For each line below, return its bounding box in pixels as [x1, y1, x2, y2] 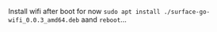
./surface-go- [163, 8, 211, 16]
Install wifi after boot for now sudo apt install [8, 7, 161, 16]
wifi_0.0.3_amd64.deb [8, 16, 80, 24]
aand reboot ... [81, 15, 127, 24]
